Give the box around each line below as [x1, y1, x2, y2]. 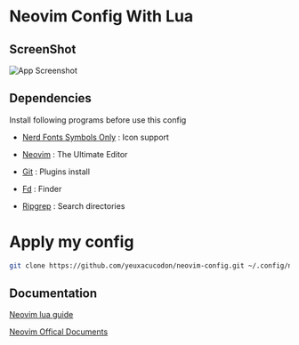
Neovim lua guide [9, 309, 74, 320]
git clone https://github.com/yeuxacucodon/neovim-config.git [9, 261, 245, 270]
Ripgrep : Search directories [21, 200, 125, 211]
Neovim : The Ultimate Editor [21, 148, 128, 159]
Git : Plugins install [21, 166, 91, 177]
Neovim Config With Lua [9, 6, 194, 27]
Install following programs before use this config [9, 114, 187, 125]
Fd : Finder [21, 183, 62, 194]
